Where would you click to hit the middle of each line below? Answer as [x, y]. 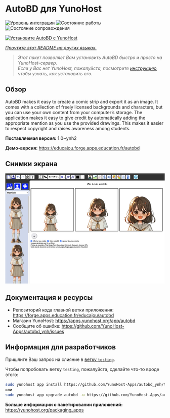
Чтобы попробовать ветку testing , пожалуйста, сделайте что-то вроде [82, 369]
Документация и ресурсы [49, 298]
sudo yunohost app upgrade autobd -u [45, 395]
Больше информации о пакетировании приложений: [64, 405]
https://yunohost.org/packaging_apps [45, 410]
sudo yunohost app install [34, 384]
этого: [12, 375]
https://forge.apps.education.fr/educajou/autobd [63, 315]
